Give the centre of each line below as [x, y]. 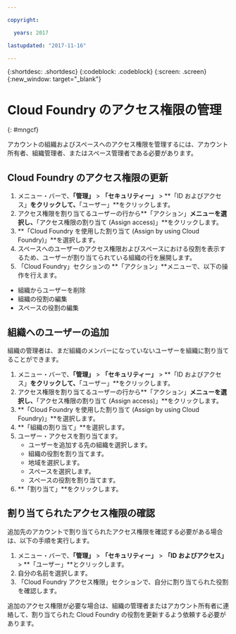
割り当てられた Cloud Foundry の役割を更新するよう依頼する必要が [129, 614]
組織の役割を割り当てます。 [68, 453]
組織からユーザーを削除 [51, 291]
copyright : [23, 20]
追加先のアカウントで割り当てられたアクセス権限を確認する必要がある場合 [115, 531]
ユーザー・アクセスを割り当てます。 [69, 436]
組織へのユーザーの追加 [58, 332]
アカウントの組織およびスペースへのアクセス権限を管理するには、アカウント [118, 145]
